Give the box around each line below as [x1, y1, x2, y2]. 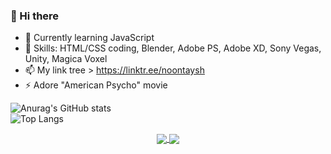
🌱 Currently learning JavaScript [24, 32, 155, 44]
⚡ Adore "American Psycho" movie [24, 79, 168, 91]
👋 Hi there [10, 9, 60, 23]
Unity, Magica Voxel [24, 53, 108, 65]
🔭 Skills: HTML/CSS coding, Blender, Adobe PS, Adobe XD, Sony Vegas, [24, 42, 322, 54]
